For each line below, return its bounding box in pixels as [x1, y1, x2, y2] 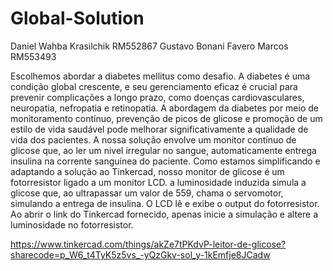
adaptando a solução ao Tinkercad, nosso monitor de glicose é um [10, 165, 285, 177]
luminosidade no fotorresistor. [10, 218, 134, 231]
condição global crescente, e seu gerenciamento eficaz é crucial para [10, 80, 298, 92]
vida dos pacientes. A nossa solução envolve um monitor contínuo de [10, 133, 297, 146]
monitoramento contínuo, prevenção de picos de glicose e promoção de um [10, 112, 323, 124]
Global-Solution [10, 7, 145, 30]
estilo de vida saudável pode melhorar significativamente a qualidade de [10, 123, 309, 135]
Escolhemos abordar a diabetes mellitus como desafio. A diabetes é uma [10, 70, 311, 82]
